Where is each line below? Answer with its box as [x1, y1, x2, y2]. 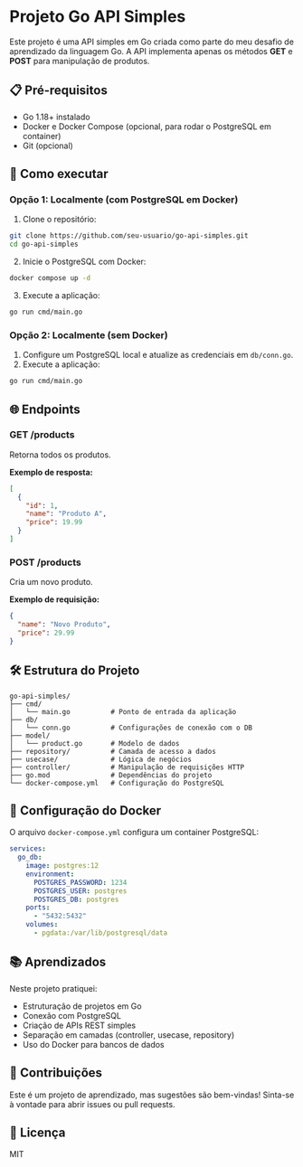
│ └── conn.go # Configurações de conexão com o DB [9, 723, 253, 732]
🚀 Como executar [9, 166, 109, 182]
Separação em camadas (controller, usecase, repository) [22, 1029, 235, 1040]
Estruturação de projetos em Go [22, 1001, 142, 1012]
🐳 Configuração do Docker [9, 803, 162, 818]
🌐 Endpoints [9, 401, 81, 417]
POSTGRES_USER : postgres [33, 886, 128, 896]
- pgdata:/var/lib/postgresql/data [33, 928, 168, 937]
